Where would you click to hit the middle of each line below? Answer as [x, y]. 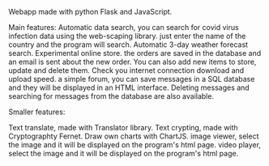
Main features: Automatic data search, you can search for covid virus [124, 27]
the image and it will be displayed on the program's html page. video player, [135, 145]
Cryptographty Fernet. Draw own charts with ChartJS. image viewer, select [134, 136]
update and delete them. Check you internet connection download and [126, 70]
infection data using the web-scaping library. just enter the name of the [127, 36]
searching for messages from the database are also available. [111, 96]
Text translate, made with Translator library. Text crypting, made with [123, 128]
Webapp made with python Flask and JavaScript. [90, 12]
